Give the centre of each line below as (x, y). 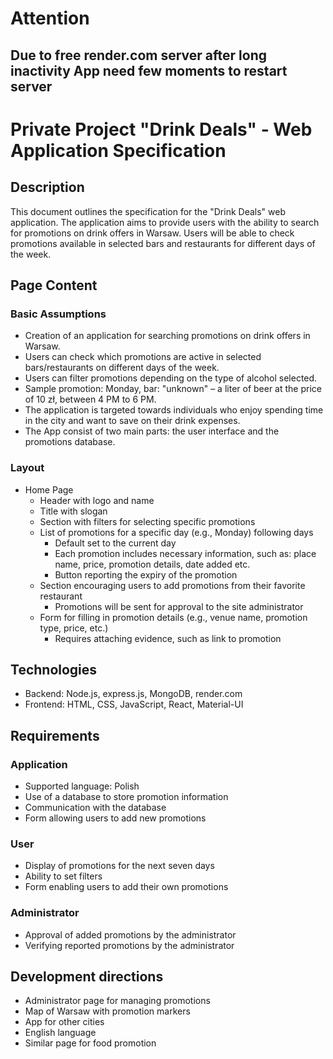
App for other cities (64, 1022)
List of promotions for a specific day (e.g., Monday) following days (176, 532)
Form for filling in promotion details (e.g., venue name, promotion (173, 617)
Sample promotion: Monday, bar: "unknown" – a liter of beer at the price (173, 389)
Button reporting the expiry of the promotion (146, 574)
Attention (50, 18)
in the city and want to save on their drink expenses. (132, 421)
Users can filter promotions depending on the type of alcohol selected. (171, 378)
